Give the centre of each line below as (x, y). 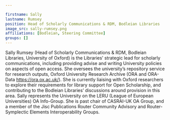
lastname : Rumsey (24, 19)
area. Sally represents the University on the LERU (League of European (79, 96)
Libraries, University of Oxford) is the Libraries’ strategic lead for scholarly (83, 58)
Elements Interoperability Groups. (65, 112)
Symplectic (17, 112)
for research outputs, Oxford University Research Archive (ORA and (76, 74)
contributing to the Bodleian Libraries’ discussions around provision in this (83, 90)
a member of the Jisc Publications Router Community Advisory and (76, 107)
